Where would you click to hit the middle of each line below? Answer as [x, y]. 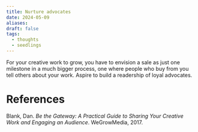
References [35, 99]
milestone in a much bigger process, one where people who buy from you [97, 68]
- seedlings [27, 46]
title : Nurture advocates [38, 12]
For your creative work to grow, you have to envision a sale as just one [93, 62]
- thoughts [25, 40]
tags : [13, 34]
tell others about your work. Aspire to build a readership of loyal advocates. [99, 75]
